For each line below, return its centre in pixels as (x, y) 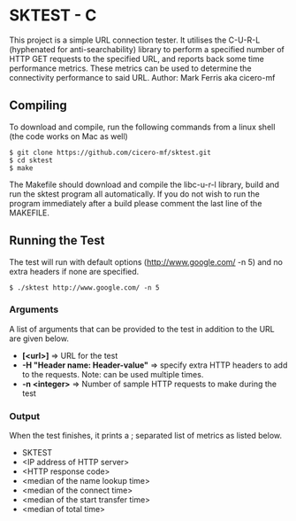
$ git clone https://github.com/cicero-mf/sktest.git (110, 152)
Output (25, 416)
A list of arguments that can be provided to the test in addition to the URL (142, 329)
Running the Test (57, 241)
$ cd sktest (31, 160)
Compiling (38, 106)
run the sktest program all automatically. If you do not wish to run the (135, 194)
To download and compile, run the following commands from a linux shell (142, 127)
